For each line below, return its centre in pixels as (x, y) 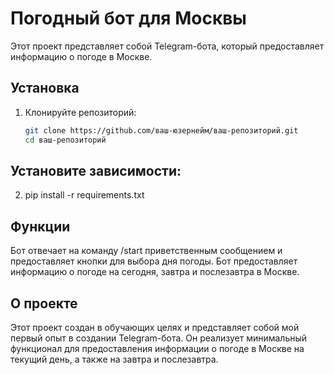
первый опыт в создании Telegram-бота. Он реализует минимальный (159, 338)
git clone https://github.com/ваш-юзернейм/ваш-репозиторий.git (161, 130)
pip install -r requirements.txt (84, 195)
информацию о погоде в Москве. (81, 56)
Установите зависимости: (96, 170)
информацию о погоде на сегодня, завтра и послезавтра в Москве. (155, 272)
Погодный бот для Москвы (128, 18)
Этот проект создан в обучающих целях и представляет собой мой (155, 327)
